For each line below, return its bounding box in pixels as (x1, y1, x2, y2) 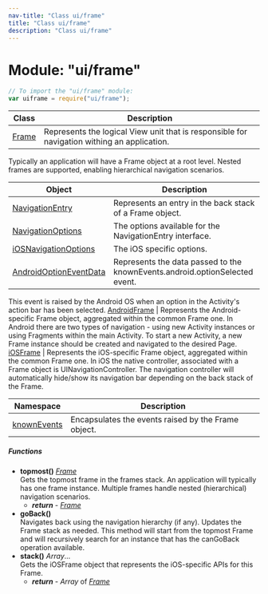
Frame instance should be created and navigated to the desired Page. (8, 339, 238, 349)
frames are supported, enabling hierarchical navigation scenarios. (8, 165, 225, 175)
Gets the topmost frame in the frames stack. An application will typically (19, 475, 257, 485)
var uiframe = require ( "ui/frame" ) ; (8, 95, 130, 103)
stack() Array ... (19, 552, 71, 561)
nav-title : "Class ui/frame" (8, 11, 105, 20)
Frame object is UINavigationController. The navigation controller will (8, 365, 235, 374)
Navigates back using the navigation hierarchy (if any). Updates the (19, 517, 242, 527)
